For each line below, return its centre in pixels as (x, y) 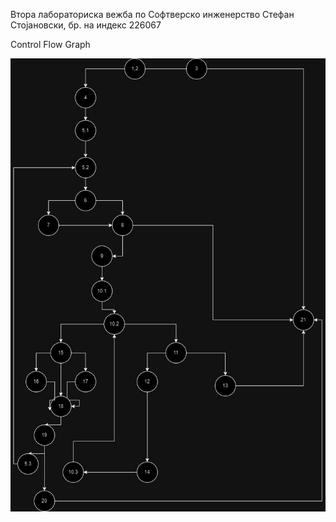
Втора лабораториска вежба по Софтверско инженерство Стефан (152, 14)
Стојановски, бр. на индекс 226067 (86, 25)
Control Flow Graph (50, 44)
